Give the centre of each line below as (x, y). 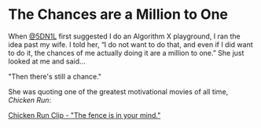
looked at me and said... (47, 61)
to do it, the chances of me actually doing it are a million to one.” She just (126, 53)
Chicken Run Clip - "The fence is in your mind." (85, 115)
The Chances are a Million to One (118, 15)
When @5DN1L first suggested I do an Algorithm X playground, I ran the (125, 36)
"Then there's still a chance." (55, 76)
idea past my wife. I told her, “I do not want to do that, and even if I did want (130, 44)
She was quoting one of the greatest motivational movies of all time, (118, 91)
